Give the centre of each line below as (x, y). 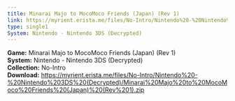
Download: (23, 75)
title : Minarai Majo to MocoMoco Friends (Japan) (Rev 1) (93, 14)
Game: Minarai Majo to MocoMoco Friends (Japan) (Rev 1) (92, 53)
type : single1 (28, 26)
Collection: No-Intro (37, 68)
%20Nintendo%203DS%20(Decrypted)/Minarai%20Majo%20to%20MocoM (117, 83)
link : (15, 20)
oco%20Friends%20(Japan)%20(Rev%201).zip (76, 90)
